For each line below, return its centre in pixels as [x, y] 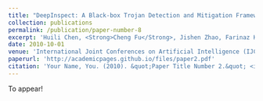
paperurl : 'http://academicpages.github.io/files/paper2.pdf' [112, 60]
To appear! [25, 88]
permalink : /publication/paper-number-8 [75, 30]
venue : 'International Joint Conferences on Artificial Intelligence [124, 52]
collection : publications [50, 23]
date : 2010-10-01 [36, 45]
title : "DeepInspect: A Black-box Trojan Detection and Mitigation [121, 15]
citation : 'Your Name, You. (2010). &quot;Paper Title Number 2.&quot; [127, 67]
